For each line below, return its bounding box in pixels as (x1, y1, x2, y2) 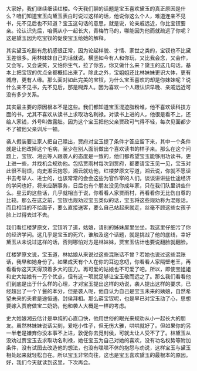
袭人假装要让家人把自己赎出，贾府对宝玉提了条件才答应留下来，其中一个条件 (6, 138, 191, 145)
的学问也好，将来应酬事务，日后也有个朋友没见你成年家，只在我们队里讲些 (6, 182, 186, 189)
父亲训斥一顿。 (26, 126, 63, 132)
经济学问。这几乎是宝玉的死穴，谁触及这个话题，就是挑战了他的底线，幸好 (11, 231, 191, 238)
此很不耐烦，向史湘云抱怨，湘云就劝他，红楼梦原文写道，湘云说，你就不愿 (6, 167, 186, 174)
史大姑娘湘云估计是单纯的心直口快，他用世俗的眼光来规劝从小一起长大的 (6, 315, 181, 322)
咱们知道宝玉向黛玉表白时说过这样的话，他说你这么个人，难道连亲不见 (16, 12, 186, 19)
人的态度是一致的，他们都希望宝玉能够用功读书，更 (67, 153, 191, 160)
